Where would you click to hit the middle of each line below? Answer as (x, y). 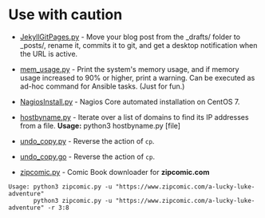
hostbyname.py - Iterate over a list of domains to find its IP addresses (134, 117)
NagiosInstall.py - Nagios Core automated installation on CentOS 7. (130, 101)
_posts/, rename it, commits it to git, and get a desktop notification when (138, 45)
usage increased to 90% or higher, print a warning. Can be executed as (137, 77)
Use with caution (65, 15)
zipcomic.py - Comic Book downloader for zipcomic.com (115, 172)
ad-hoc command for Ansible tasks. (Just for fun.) (102, 86)
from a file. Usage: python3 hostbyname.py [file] (100, 125)
